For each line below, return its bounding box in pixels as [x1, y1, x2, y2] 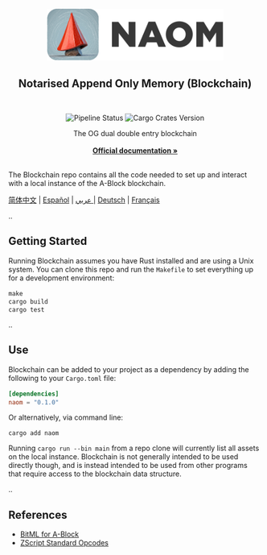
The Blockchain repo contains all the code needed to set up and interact [8, 170, 248, 180]
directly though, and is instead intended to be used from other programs [8, 461, 248, 470]
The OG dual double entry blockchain [73, 129, 197, 139]
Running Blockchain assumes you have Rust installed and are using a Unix [8, 255, 254, 265]
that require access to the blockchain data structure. [8, 469, 183, 478]
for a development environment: [8, 273, 115, 283]
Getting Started [8, 234, 88, 248]
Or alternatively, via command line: [8, 412, 123, 422]
